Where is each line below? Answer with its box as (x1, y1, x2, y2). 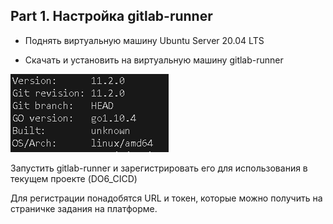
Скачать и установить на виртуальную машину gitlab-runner (24, 54, 284, 66)
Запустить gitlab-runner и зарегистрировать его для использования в (10, 162, 308, 174)
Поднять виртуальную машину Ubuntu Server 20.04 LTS (24, 34, 265, 46)
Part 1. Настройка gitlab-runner (10, 8, 213, 25)
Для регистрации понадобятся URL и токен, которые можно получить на (10, 192, 323, 204)
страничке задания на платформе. (10, 202, 158, 214)
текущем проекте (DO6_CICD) (10, 172, 138, 184)
